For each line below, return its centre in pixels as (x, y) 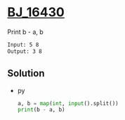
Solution (26, 74)
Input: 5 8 (23, 44)
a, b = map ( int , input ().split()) (68, 103)
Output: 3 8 (25, 51)
